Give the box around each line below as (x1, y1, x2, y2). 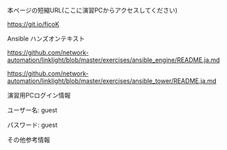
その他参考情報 (7, 135, 50, 144)
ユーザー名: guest (7, 106, 58, 114)
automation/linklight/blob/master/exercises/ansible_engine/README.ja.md (7, 56, 221, 64)
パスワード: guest (7, 121, 58, 129)
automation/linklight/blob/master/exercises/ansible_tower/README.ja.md (7, 77, 217, 85)
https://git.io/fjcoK (7, 20, 60, 28)
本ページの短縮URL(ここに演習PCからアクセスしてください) (7, 6, 178, 14)
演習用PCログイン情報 (7, 91, 71, 99)
